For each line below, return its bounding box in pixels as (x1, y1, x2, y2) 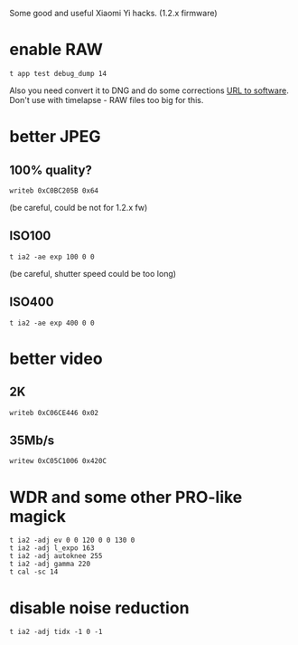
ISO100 (9, 228, 51, 243)
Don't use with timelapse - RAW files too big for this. (9, 94, 204, 105)
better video (9, 348, 103, 369)
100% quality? (9, 162, 93, 177)
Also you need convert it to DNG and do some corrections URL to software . (9, 85, 289, 96)
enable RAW (9, 40, 104, 60)
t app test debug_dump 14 (9, 69, 107, 78)
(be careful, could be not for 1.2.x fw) (9, 202, 148, 213)
